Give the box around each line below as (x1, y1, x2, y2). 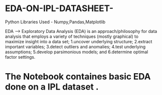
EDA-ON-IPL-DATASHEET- (5, 3, 113, 14)
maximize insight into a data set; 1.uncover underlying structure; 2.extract (5, 38, 152, 44)
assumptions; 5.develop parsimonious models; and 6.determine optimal (5, 49, 148, 55)
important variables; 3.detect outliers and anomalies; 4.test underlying (5, 44, 146, 49)
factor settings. (5, 54, 36, 60)
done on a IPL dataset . (5, 81, 99, 93)
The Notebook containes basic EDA (5, 71, 151, 82)
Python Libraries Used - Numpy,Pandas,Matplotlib (5, 19, 106, 25)
